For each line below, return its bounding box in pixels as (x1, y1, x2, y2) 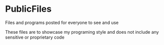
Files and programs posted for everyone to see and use (5, 20, 119, 25)
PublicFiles (5, 3, 52, 15)
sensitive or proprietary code (5, 34, 65, 40)
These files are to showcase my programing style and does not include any (5, 29, 159, 35)
